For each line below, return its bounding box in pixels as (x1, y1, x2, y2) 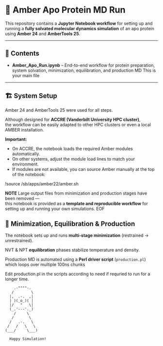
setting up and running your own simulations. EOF (5, 206, 105, 212)
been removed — (5, 195, 40, 201)
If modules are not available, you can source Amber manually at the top (12, 166, 155, 172)
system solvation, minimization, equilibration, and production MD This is (12, 67, 156, 73)
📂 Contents (5, 49, 40, 58)
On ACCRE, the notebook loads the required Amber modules (12, 146, 133, 151)
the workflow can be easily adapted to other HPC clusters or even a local (5, 121, 151, 128)
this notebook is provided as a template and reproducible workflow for (5, 200, 148, 206)
